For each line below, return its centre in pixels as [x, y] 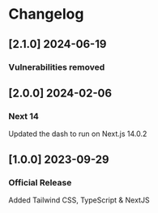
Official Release [40, 182]
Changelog [46, 14]
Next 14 [23, 116]
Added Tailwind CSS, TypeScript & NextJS [79, 200]
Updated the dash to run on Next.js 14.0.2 [78, 134]
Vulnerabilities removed [57, 67]
